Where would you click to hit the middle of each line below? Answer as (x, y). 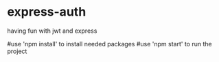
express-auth (47, 12)
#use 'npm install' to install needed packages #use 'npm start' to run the (109, 44)
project (17, 51)
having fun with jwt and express (52, 31)
